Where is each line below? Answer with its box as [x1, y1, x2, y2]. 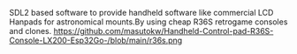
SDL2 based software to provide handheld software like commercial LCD [9, 8, 274, 17]
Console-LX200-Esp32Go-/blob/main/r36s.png [9, 35, 183, 45]
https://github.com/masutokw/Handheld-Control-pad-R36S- [53, 26, 274, 36]
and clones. [9, 26, 52, 36]
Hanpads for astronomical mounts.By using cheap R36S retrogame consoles [9, 17, 288, 27]
